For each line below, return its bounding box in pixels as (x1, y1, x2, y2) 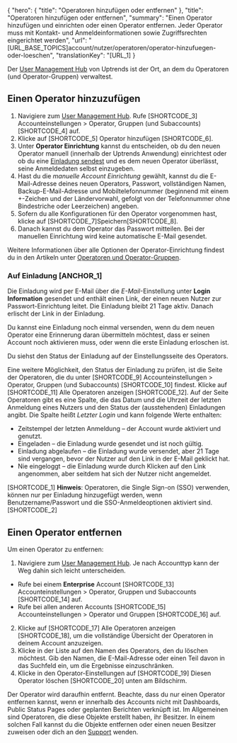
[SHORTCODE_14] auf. (17, 594, 83, 604)
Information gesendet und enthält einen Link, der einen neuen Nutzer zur (7, 294, 221, 303)
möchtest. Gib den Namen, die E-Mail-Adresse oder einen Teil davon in (17, 654, 225, 662)
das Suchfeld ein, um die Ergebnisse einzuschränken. (17, 661, 175, 669)
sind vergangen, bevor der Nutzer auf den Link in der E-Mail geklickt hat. (17, 454, 230, 463)
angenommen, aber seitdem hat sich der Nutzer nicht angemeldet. (17, 470, 212, 478)
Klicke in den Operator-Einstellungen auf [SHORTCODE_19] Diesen (17, 669, 212, 677)
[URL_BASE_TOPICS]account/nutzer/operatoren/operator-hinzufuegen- (7, 44, 216, 52)
